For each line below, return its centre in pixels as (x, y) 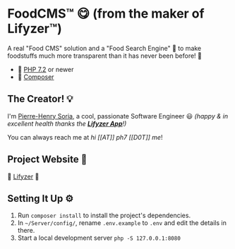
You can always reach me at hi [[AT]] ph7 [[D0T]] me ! (85, 137)
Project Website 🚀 (47, 160)
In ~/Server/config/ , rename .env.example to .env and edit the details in (122, 223)
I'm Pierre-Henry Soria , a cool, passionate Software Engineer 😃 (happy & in (117, 116)
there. (26, 231)
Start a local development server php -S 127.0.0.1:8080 (99, 238)
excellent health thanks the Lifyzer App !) (67, 123)
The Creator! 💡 (40, 99)
